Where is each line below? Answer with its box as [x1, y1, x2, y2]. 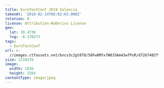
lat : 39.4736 [9, 30, 36, 35]
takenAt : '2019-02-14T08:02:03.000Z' [5, 12, 82, 17]
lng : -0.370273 [9, 35, 41, 40]
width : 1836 [9, 66, 34, 71]
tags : [5, 39, 16, 44]
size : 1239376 [5, 57, 34, 62]
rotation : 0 [5, 16, 29, 21]
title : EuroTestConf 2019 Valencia [5, 7, 78, 12]
